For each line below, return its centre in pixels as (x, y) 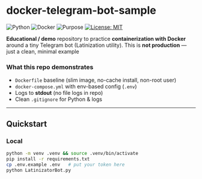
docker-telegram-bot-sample (81, 11)
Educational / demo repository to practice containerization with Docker (96, 38)
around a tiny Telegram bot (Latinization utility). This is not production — (96, 45)
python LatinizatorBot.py (38, 170)
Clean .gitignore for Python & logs (58, 99)
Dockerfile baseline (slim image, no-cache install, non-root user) (96, 80)
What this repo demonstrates (50, 67)
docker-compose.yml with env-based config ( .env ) (76, 86)
